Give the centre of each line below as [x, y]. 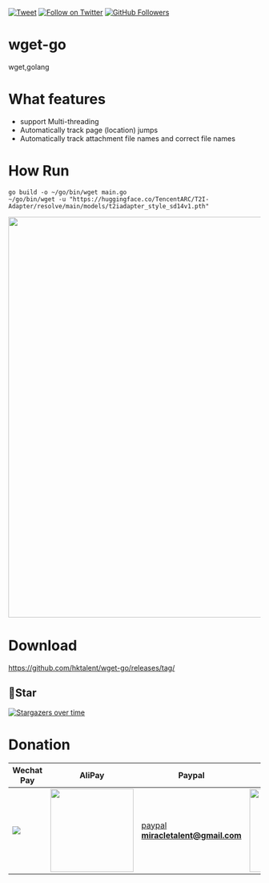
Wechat [27, 770]
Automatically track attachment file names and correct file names [128, 138]
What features [57, 99]
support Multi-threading [59, 121]
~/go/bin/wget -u [37, 199]
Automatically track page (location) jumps [89, 130]
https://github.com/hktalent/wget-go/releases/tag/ [92, 667]
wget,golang [29, 67]
